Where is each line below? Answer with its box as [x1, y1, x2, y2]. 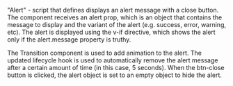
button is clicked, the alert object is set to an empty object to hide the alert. [7, 71, 223, 79]
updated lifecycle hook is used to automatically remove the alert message [7, 56, 218, 64]
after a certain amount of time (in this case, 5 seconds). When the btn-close [7, 64, 225, 71]
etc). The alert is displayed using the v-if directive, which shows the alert [7, 28, 216, 36]
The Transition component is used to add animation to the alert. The [7, 49, 202, 57]
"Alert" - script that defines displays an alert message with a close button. [7, 6, 219, 14]
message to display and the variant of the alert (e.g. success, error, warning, [7, 21, 226, 28]
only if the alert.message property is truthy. [7, 35, 131, 44]
